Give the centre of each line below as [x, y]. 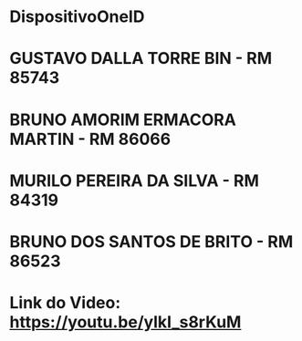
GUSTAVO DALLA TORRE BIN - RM [141, 59]
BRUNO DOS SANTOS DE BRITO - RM [151, 241]
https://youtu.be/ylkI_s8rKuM [125, 322]
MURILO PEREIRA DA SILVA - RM [135, 181]
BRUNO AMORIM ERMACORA [123, 119]
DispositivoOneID [77, 17]
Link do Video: [65, 303]
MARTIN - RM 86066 [90, 139]
